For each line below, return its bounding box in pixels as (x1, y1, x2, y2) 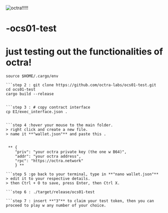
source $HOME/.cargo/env (6, 74, 59, 79)
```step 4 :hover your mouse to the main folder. (6, 123, 114, 128)
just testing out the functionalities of (6, 46, 163, 58)
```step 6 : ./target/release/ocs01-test (6, 190, 95, 195)
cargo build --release (6, 92, 54, 97)
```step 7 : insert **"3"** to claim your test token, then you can (6, 199, 154, 204)
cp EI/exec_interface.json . (6, 110, 68, 115)
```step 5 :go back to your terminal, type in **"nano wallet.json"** (6, 172, 159, 177)
